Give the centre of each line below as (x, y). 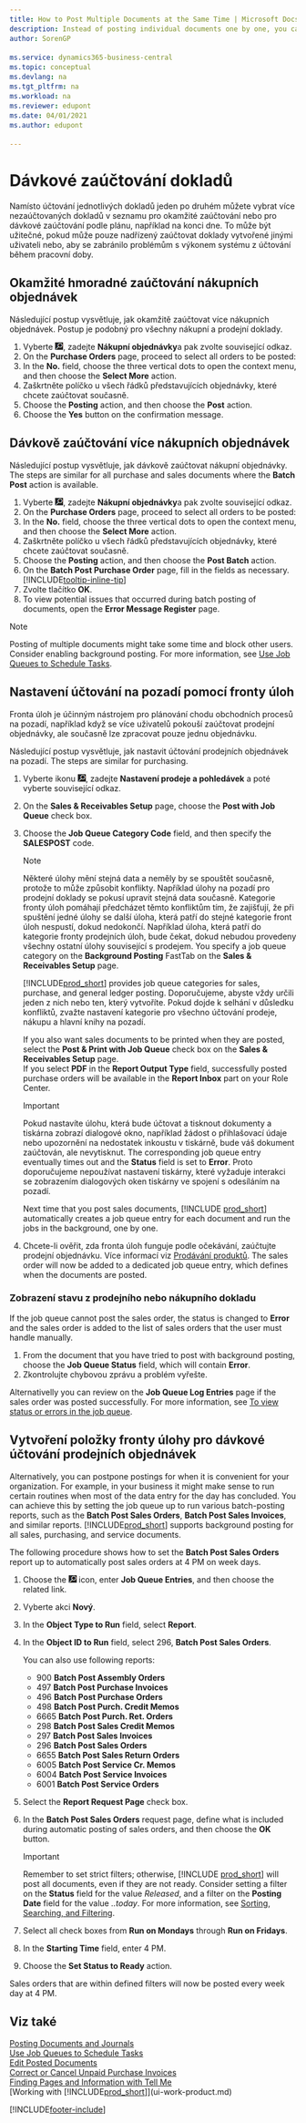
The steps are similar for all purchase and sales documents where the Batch (153, 475)
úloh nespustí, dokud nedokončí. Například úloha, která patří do (142, 926)
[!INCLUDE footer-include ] (58, 2109)
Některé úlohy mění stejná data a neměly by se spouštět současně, (148, 878)
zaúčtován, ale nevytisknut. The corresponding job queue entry (142, 1152)
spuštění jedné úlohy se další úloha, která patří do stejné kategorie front (157, 917)
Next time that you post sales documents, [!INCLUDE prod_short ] (144, 1209)
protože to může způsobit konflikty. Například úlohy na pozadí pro (146, 888)
